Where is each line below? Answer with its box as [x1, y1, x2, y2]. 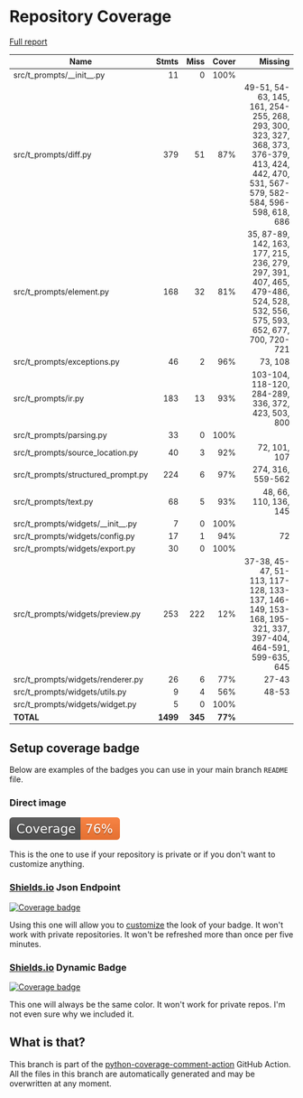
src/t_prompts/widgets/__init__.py [13, 517, 138, 529]
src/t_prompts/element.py [13, 286, 110, 297]
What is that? [9, 1035, 86, 1050]
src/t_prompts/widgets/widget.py [13, 699, 137, 710]
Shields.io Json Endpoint [9, 881, 122, 894]
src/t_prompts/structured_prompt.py [13, 469, 149, 479]
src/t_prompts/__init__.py [13, 70, 106, 80]
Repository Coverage [9, 6, 172, 27]
